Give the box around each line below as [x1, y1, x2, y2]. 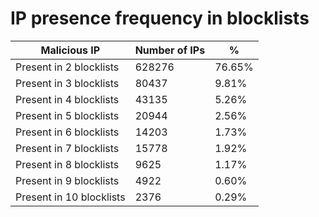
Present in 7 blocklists [15, 141, 120, 155]
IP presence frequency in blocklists [10, 7, 310, 30]
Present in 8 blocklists [15, 157, 120, 171]
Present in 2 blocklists [15, 60, 120, 74]
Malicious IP [40, 43, 101, 57]
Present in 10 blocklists [15, 190, 126, 204]
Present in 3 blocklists [15, 76, 120, 90]
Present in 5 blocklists [15, 108, 120, 122]
